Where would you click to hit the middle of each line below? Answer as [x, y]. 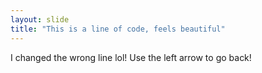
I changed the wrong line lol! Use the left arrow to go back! [131, 57]
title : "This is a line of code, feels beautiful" [118, 29]
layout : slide [40, 19]
